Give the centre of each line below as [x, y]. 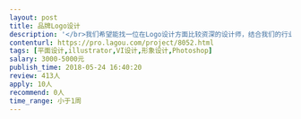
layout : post [34, 17]
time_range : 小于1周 [46, 101]
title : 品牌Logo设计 [45, 26]
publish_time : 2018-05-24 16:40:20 [76, 68]
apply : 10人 [31, 84]
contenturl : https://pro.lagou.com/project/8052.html [112, 42]
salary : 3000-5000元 [47, 59]
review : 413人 [35, 76]
